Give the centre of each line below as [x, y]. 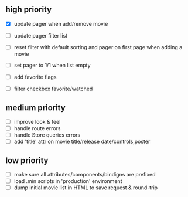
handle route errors [37, 128]
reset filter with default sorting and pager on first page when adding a [98, 47]
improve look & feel [37, 122]
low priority [27, 160]
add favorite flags [35, 77]
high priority [29, 10]
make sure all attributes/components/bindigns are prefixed [85, 175]
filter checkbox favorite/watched [53, 89]
